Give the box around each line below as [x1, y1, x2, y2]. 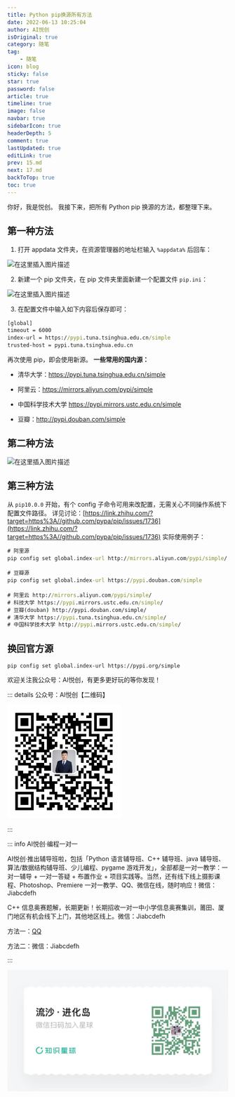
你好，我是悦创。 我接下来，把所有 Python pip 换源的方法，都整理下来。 [7, 202, 216, 211]
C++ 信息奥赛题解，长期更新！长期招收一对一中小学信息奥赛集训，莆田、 [7, 903, 219, 912]
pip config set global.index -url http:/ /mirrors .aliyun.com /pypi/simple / [7, 554, 228, 561]
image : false [7, 107, 46, 115]
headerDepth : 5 [7, 130, 52, 137]
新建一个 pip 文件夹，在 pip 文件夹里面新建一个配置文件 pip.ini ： [17, 274, 208, 284]
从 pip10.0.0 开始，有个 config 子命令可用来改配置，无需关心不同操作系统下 [7, 500, 227, 508]
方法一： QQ [7, 927, 42, 936]
